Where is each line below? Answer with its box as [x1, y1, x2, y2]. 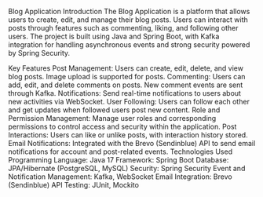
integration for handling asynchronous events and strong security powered [8, 40, 250, 49]
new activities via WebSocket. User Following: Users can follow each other [8, 97, 250, 106]
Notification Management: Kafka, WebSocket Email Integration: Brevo [8, 172, 233, 181]
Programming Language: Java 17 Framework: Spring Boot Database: [8, 155, 229, 164]
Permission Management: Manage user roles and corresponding [8, 114, 217, 122]
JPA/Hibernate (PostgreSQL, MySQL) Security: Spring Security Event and [8, 164, 246, 173]
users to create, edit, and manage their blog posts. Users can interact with [8, 15, 249, 24]
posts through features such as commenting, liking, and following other [8, 24, 239, 32]
